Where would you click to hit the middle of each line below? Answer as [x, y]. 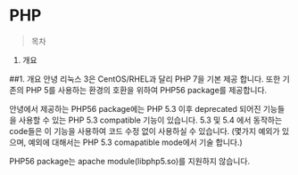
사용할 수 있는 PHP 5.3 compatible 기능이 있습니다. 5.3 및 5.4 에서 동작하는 [150, 120]
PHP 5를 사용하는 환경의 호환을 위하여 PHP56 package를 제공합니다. [146, 90]
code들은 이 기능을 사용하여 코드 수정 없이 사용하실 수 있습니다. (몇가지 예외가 [145, 131]
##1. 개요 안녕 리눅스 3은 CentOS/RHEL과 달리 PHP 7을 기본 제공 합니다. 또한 [145, 79]
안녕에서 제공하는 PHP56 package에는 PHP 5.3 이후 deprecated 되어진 [135, 108]
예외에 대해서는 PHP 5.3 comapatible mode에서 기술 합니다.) [135, 142]
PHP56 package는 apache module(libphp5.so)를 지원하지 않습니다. [130, 161]
